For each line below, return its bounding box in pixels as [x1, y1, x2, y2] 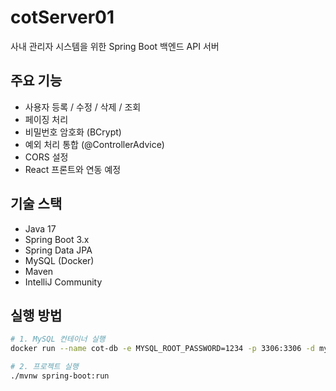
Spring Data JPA [24, 244, 93, 256]
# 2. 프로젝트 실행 [10, 362, 79, 372]
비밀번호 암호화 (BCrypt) [24, 126, 122, 138]
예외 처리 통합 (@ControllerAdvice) [24, 138, 165, 150]
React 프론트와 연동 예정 [24, 163, 122, 175]
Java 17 [24, 222, 57, 235]
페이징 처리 [24, 113, 69, 125]
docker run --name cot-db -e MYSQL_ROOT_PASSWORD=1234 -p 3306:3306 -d [10, 344, 315, 354]
